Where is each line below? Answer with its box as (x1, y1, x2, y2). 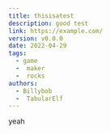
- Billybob (15, 86, 53, 95)
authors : (8, 79, 38, 87)
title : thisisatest (8, 11, 75, 20)
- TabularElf (15, 94, 63, 103)
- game (15, 57, 38, 65)
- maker (15, 65, 45, 73)
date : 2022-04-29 (8, 42, 67, 50)
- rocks (15, 72, 45, 80)
